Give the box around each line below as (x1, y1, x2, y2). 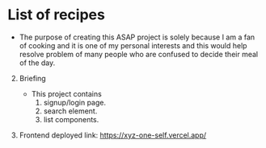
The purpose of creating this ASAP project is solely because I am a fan (19, 32, 255, 42)
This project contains (31, 88, 102, 98)
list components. (43, 114, 99, 124)
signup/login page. (43, 97, 107, 107)
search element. (43, 106, 98, 116)
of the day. (19, 58, 56, 68)
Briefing (19, 73, 46, 83)
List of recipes (7, 6, 106, 24)
